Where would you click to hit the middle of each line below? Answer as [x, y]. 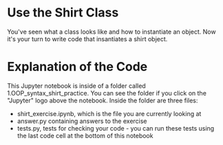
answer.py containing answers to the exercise [82, 121]
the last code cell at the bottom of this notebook [85, 135]
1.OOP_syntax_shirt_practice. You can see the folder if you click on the [107, 93]
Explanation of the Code [77, 67]
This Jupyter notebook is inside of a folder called [76, 86]
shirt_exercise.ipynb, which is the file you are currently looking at [109, 113]
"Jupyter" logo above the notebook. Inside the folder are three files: [103, 100]
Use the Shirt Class [63, 13]
